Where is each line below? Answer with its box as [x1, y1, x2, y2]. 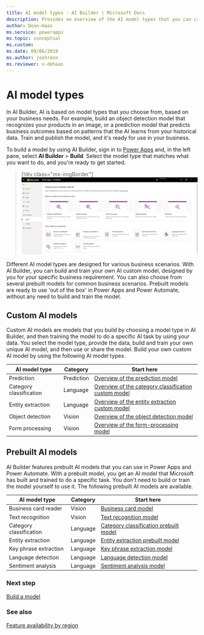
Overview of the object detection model [93, 413, 193, 420]
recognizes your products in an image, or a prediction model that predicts [6, 121, 191, 128]
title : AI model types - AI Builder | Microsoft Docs [6, 10, 146, 16]
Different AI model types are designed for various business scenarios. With [6, 260, 194, 267]
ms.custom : [6, 42, 34, 48]
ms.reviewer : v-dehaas [6, 61, 64, 67]
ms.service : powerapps [6, 29, 64, 35]
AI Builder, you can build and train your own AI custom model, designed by [6, 267, 193, 274]
